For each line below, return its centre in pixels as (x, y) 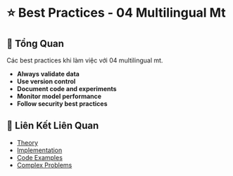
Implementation (39, 150)
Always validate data (48, 74)
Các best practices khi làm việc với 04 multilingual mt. (85, 60)
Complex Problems (44, 165)
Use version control (46, 81)
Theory (27, 142)
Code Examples (39, 157)
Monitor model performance (59, 96)
